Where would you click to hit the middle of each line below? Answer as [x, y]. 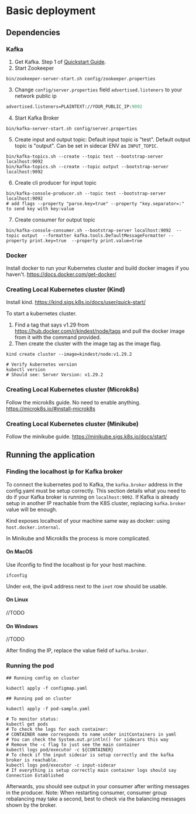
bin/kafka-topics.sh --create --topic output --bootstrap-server [87, 166]
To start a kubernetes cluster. [42, 314]
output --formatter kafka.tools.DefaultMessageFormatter [94, 236]
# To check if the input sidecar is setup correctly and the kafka [90, 755]
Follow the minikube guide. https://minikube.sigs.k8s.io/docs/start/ [87, 436]
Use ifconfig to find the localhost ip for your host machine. [76, 564]
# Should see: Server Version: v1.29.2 [55, 375]
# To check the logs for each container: [57, 729]
